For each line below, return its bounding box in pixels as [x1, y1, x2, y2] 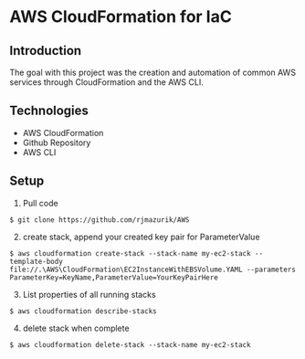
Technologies [9, 103, 89, 119]
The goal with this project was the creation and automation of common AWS [9, 67, 297, 78]
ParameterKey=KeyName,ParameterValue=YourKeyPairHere [9, 272, 219, 282]
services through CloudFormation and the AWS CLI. [9, 77, 204, 88]
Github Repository [22, 137, 91, 148]
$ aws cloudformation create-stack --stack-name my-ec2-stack [9, 248, 251, 258]
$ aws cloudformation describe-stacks [9, 306, 157, 316]
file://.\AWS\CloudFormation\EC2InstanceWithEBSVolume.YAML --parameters [9, 265, 297, 274]
